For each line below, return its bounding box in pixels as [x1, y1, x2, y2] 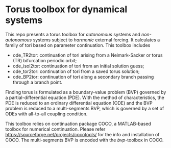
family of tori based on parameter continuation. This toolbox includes [5, 42, 151, 48]
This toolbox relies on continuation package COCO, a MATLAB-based [5, 120, 152, 127]
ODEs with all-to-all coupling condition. [5, 111, 88, 117]
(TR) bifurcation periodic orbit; [12, 57, 77, 63]
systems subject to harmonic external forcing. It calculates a [33, 37, 160, 43]
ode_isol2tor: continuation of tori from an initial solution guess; [12, 63, 144, 69]
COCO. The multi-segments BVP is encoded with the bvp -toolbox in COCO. [5, 137, 164, 143]
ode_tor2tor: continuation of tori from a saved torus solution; [12, 68, 140, 75]
